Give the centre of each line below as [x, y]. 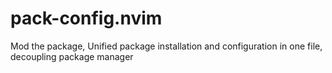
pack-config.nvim [86, 18]
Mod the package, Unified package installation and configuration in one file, [166, 46]
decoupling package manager [72, 56]
